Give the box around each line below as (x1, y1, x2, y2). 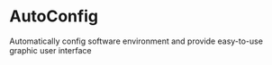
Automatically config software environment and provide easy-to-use (9, 36, 264, 46)
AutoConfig (9, 6, 99, 27)
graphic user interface (9, 45, 92, 55)
